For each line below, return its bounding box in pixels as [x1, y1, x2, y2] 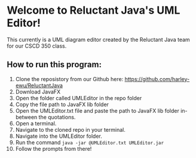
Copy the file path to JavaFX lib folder [15, 101, 109, 108]
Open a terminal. [15, 120, 57, 127]
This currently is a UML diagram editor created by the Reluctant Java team [7, 36, 190, 43]
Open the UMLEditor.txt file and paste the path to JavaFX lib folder [15, 107, 180, 114]
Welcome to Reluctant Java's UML [7, 4, 180, 17]
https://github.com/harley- [124, 75, 190, 82]
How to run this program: [7, 60, 102, 70]
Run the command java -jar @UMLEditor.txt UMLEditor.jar [15, 138, 164, 146]
